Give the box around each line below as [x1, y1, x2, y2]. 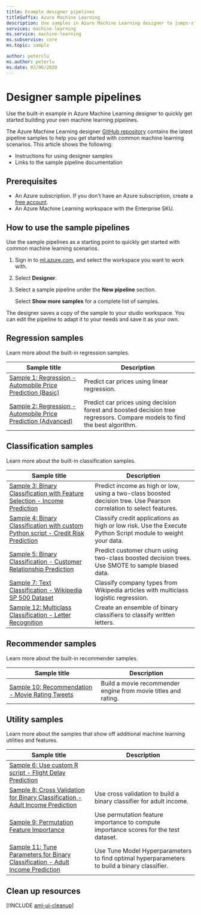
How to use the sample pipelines [6, 222, 130, 233]
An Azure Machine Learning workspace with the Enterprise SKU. [14, 205, 175, 212]
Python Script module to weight [95, 529, 184, 537]
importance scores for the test [95, 825, 180, 834]
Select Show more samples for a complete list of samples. [14, 298, 160, 305]
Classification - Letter [9, 610, 71, 619]
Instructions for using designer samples [14, 153, 113, 160]
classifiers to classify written [95, 610, 175, 619]
